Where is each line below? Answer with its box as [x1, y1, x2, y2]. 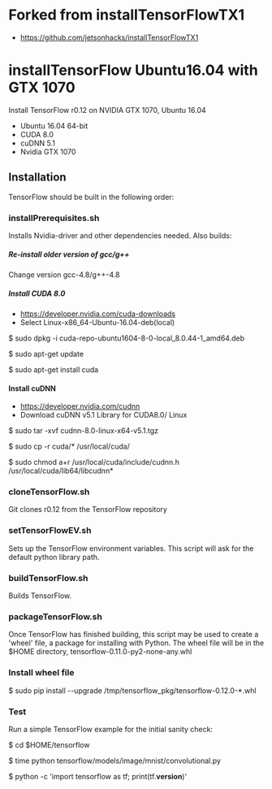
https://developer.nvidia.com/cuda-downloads [19, 309, 176, 319]
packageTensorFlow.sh [8, 611, 103, 622]
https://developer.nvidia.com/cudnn [19, 401, 140, 411]
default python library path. [8, 552, 100, 561]
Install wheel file [8, 667, 75, 678]
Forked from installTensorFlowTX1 [8, 6, 245, 24]
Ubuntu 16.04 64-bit [19, 120, 89, 131]
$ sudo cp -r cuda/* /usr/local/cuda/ [8, 441, 130, 452]
